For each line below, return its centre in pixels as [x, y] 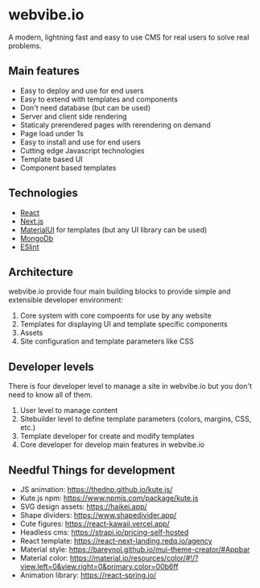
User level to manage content [69, 411]
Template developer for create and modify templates [107, 436]
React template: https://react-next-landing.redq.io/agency [116, 541]
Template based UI [51, 159]
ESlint [29, 247]
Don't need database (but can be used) [85, 107]
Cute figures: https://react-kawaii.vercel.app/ [95, 523]
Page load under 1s [52, 133]
